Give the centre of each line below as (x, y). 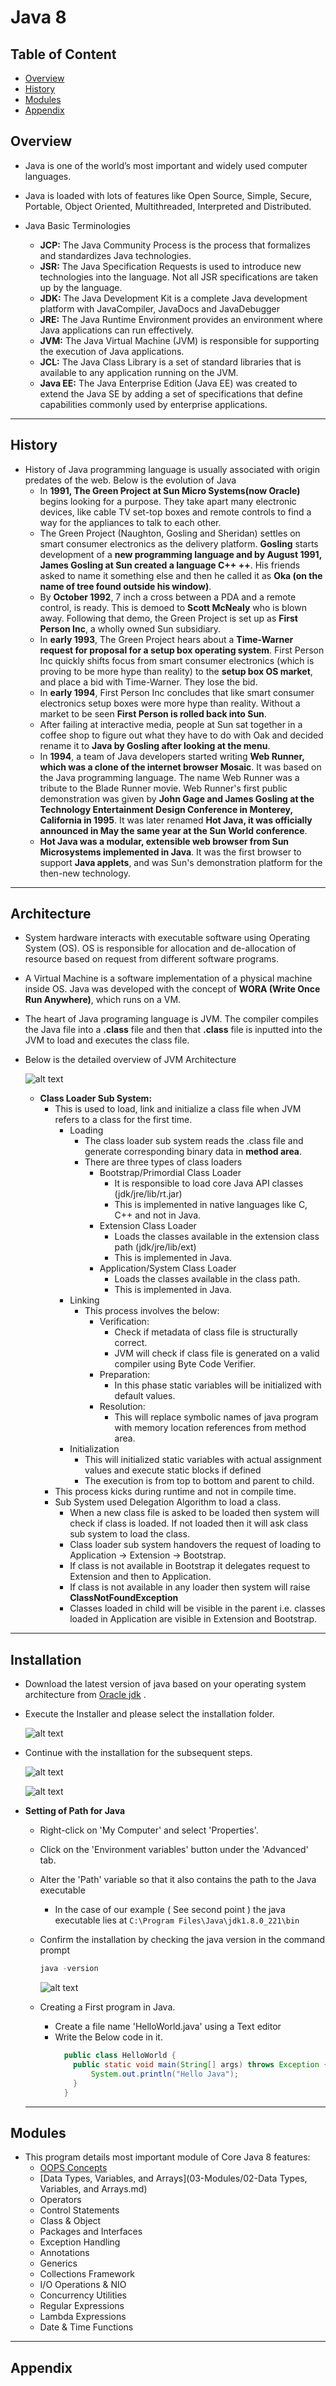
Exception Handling (80, 2242)
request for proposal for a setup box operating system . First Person (182, 650)
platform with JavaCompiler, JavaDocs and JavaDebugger (160, 308)
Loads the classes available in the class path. (207, 1279)
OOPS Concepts (73, 2168)
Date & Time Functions (86, 2327)
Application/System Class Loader (168, 1268)
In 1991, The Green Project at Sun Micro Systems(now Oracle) (170, 490)
